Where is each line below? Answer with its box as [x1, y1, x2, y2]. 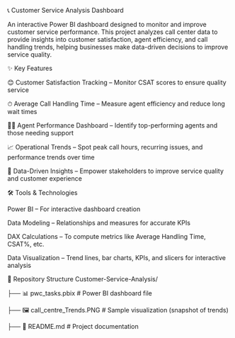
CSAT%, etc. [7, 240, 45, 248]
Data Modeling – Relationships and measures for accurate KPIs [7, 219, 191, 227]
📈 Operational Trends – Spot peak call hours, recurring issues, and [7, 143, 203, 151]
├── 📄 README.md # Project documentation [7, 322, 139, 330]
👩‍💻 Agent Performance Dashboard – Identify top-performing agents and [7, 121, 218, 130]
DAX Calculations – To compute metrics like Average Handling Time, [7, 232, 207, 240]
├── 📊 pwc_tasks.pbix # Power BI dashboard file [7, 289, 152, 297]
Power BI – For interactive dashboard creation [7, 205, 141, 213]
